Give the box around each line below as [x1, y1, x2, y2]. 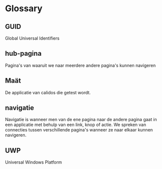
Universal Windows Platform [5, 159, 62, 165]
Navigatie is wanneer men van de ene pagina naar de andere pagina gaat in [5, 117, 157, 123]
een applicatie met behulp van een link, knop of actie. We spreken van [5, 122, 146, 127]
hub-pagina [5, 49, 42, 58]
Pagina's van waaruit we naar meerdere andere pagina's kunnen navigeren [5, 62, 156, 68]
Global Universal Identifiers [5, 35, 60, 41]
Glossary [5, 3, 43, 14]
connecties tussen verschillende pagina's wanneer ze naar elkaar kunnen [5, 127, 153, 133]
